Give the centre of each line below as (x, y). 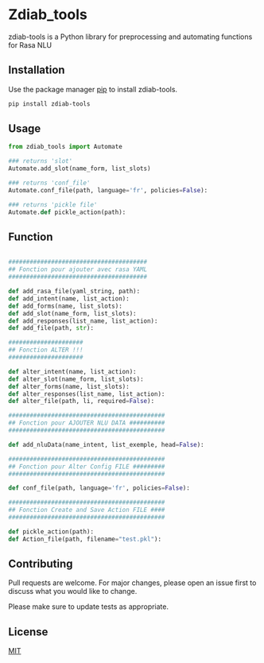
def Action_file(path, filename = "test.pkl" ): (85, 539)
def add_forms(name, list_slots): (66, 306)
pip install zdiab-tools (49, 104)
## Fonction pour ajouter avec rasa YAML (78, 269)
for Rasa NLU (30, 45)
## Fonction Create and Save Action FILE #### (87, 510)
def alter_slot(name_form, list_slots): (76, 379)
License (28, 632)
